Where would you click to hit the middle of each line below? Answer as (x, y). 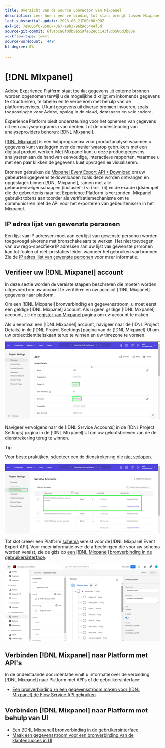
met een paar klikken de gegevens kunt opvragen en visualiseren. (72, 162)
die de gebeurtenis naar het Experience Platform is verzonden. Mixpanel (78, 193)
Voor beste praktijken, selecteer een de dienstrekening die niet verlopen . (79, 457)
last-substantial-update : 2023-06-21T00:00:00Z (55, 21)
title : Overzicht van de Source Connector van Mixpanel (63, 10)
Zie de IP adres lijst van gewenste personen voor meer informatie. (72, 257)
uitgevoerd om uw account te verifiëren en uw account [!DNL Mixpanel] (78, 290)
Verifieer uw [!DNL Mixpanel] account (64, 272)
